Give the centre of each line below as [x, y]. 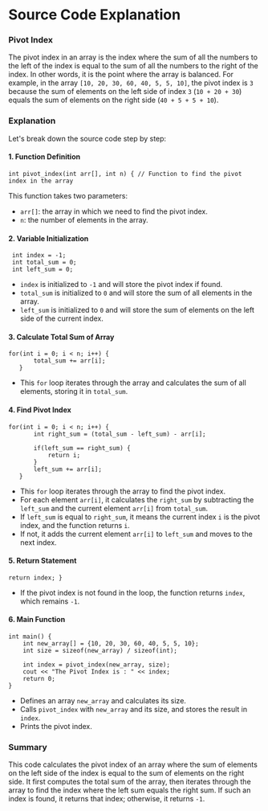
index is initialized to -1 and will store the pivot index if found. [121, 285]
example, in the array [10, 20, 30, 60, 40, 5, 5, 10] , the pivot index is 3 [131, 83]
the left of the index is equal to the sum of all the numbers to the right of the [134, 66]
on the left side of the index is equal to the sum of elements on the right [126, 773]
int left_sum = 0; [43, 270]
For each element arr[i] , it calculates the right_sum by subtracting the [137, 499]
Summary [28, 747]
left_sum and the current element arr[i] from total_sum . [114, 508]
